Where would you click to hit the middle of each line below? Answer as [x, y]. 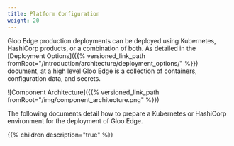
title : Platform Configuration [54, 14]
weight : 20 [23, 21]
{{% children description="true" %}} [60, 135]
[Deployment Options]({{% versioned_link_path [76, 56]
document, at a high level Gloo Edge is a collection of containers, [102, 71]
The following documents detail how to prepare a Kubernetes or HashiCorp [117, 113]
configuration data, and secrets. [54, 78]
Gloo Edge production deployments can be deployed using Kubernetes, [112, 40]
